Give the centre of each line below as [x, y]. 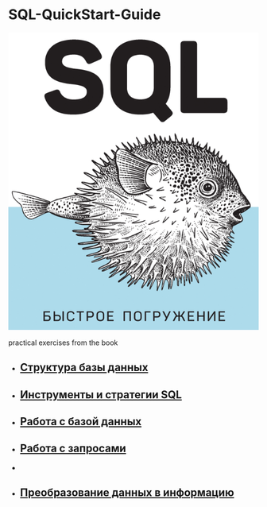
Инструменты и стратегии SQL [101, 395]
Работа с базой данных [81, 422]
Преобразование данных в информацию [127, 493]
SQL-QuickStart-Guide [85, 15]
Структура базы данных [84, 368]
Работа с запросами [73, 449]
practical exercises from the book [63, 343]
